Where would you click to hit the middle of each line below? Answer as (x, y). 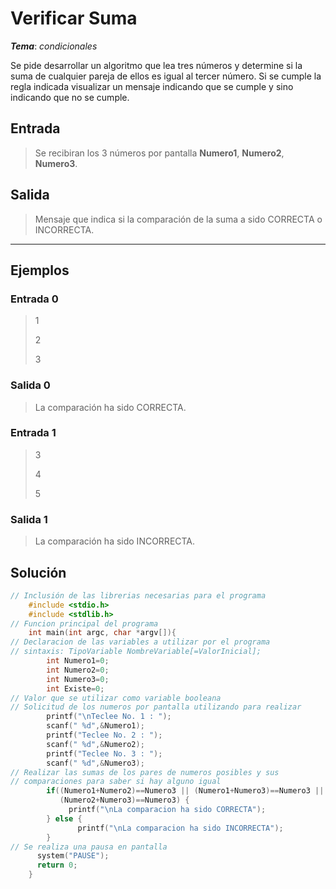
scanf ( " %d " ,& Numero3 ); (95, 763)
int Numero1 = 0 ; (78, 661)
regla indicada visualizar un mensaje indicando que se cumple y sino (152, 86)
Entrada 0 (34, 299)
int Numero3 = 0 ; (78, 679)
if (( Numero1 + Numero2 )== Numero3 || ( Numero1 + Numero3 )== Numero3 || (185, 791)
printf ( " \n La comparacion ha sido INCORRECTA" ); (180, 828)
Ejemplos (40, 270)
